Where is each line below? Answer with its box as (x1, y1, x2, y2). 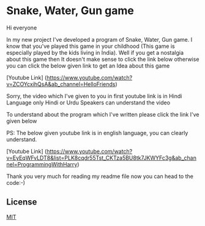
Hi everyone (6, 24, 37, 31)
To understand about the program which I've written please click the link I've (6, 111, 200, 118)
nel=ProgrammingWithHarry (6, 160, 78, 168)
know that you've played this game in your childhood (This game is (6, 42, 176, 50)
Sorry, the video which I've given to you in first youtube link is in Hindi (6, 92, 182, 99)
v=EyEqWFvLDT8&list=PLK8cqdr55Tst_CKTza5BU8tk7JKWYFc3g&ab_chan (6, 154, 197, 162)
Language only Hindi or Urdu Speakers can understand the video (6, 99, 170, 106)
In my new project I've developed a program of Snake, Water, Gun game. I (6, 36, 193, 43)
